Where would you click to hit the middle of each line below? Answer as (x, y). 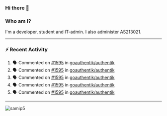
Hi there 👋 (17, 8)
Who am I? (18, 21)
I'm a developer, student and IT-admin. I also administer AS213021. (73, 32)
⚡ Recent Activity (27, 50)
